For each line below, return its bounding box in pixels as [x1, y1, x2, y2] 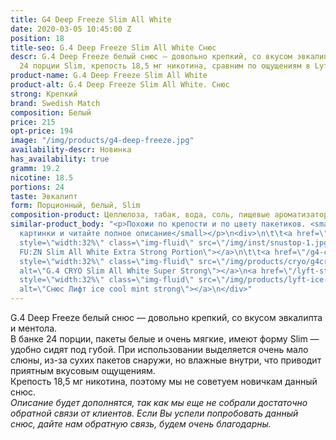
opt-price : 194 [10, 126, 74, 136]
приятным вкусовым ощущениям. [10, 365, 156, 376]
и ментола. [10, 322, 58, 334]
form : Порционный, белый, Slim [10, 201, 141, 211]
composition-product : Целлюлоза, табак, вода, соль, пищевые [10, 210, 271, 220]
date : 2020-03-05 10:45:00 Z [10, 24, 132, 34]
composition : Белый [10, 107, 92, 118]
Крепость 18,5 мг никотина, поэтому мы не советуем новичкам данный [10, 376, 318, 387]
